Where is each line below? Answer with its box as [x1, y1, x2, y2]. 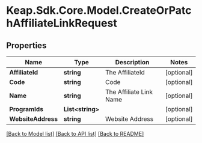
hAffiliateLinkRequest [6, 16, 117, 30]
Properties [6, 40, 47, 50]
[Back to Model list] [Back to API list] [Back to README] [6, 130, 144, 137]
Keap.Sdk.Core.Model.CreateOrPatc [6, 4, 192, 17]
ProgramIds [9, 105, 44, 113]
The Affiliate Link [105, 88, 153, 96]
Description [115, 58, 150, 66]
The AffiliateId [105, 68, 145, 76]
